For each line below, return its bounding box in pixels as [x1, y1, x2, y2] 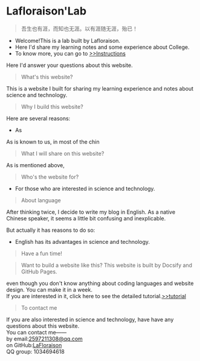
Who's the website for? [21, 173, 79, 180]
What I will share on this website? [21, 150, 105, 157]
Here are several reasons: [6, 115, 71, 122]
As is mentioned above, [6, 161, 65, 168]
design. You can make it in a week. [6, 286, 92, 293]
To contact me [21, 304, 57, 311]
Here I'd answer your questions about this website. [6, 62, 133, 69]
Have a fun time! [21, 249, 62, 257]
